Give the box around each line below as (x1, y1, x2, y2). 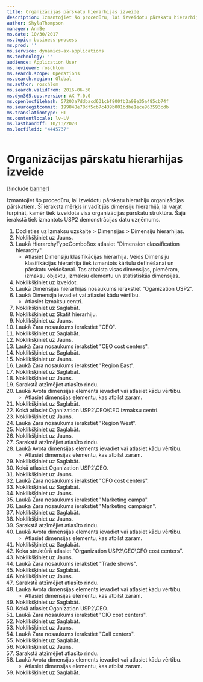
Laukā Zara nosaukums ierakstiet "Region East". (15, 362, 135, 369)
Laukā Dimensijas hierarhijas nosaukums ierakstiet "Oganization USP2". (15, 285, 194, 292)
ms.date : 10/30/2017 (7, 31, 59, 37)
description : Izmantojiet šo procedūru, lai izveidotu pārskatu (7, 14, 172, 20)
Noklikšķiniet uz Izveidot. (15, 278, 78, 286)
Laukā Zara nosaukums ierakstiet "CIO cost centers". (15, 611, 147, 618)
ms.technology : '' (7, 54, 53, 60)
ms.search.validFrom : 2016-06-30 (7, 87, 91, 93)
